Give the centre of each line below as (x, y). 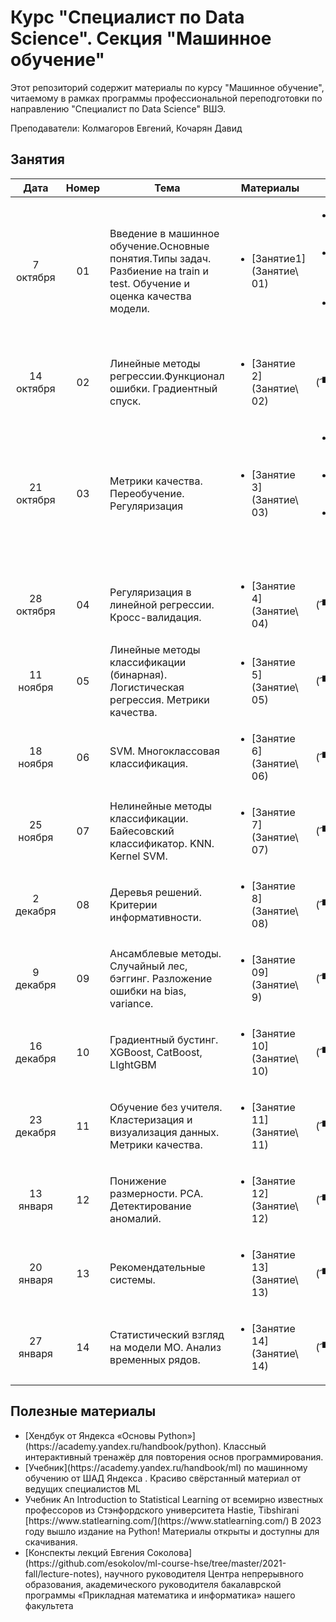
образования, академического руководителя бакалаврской (153, 1584)
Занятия (37, 159)
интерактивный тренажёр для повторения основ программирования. (174, 1457)
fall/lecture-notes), (63, 1573)
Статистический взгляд (167, 1334)
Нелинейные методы (161, 806)
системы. (132, 1279)
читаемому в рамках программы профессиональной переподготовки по (166, 98)
